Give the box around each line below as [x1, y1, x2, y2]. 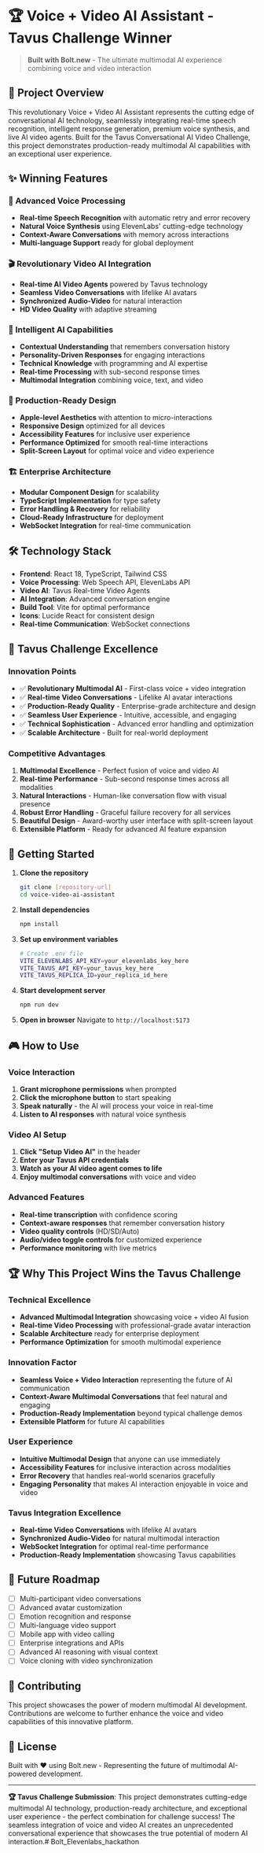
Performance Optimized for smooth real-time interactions [19, 438, 208, 448]
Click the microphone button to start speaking [19, 1092, 171, 1102]
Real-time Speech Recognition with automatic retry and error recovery [19, 213, 251, 223]
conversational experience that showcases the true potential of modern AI [8, 1829, 248, 1838]
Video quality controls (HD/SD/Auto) [19, 1226, 140, 1236]
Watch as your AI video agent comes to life [19, 1164, 163, 1173]
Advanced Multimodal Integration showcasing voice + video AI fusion [19, 1312, 249, 1322]
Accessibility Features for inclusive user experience [19, 430, 191, 439]
